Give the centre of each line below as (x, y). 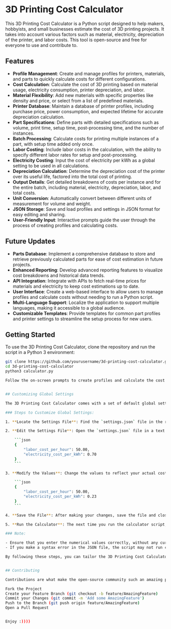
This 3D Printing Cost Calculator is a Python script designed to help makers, (85, 23)
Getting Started (30, 334)
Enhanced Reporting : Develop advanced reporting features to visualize (88, 270)
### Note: (16, 534)
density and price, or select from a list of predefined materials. (78, 100)
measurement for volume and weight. (52, 204)
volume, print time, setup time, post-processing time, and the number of (88, 128)
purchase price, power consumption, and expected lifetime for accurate (88, 111)
